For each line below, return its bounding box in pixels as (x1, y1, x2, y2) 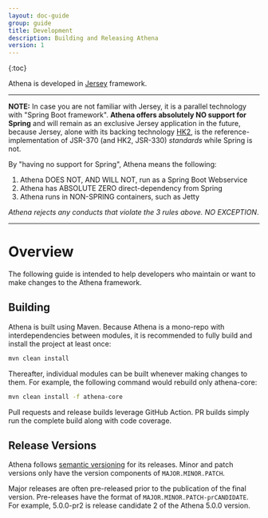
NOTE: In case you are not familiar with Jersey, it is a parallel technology (8, 101, 247, 112)
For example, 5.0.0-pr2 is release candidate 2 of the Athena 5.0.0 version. (8, 500, 251, 511)
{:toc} (8, 63, 27, 73)
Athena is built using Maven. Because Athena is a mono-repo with (8, 322, 225, 331)
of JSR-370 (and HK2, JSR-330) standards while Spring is (61, 136, 253, 145)
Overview (8, 243, 74, 261)
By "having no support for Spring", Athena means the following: (8, 160, 217, 169)
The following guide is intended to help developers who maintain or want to (8, 269, 256, 279)
